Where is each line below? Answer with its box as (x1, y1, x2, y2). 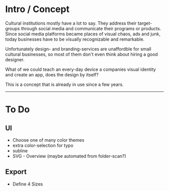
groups (5, 25, 20, 31)
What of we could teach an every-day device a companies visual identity (5, 66, 156, 72)
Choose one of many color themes (12, 137, 84, 143)
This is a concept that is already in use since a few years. (5, 81, 124, 87)
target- (137, 20, 152, 26)
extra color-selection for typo (12, 142, 74, 148)
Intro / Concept (5, 4, 69, 15)
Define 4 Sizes (12, 181, 43, 187)
